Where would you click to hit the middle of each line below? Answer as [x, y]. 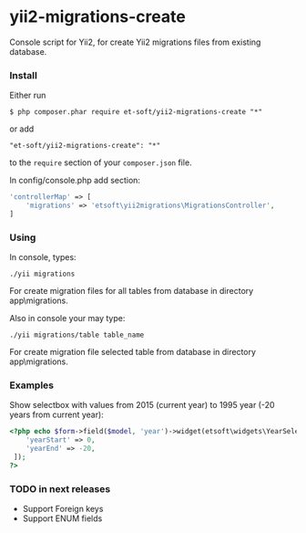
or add [22, 129]
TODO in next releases [60, 488]
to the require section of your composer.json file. [101, 162]
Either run [28, 95]
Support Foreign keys [63, 509]
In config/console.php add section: [75, 181]
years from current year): [57, 415]
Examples [32, 385]
